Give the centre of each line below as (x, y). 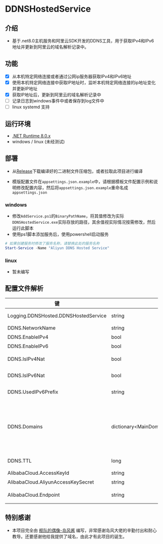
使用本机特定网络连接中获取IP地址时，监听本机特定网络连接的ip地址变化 (84, 82)
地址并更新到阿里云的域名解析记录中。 (50, 47)
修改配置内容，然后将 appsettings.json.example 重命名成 (72, 187)
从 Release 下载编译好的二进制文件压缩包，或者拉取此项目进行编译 (77, 171)
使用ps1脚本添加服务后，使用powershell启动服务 (60, 234)
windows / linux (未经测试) (38, 141)
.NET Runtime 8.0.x (31, 136)
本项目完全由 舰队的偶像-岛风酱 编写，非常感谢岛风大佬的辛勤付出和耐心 (84, 530)
